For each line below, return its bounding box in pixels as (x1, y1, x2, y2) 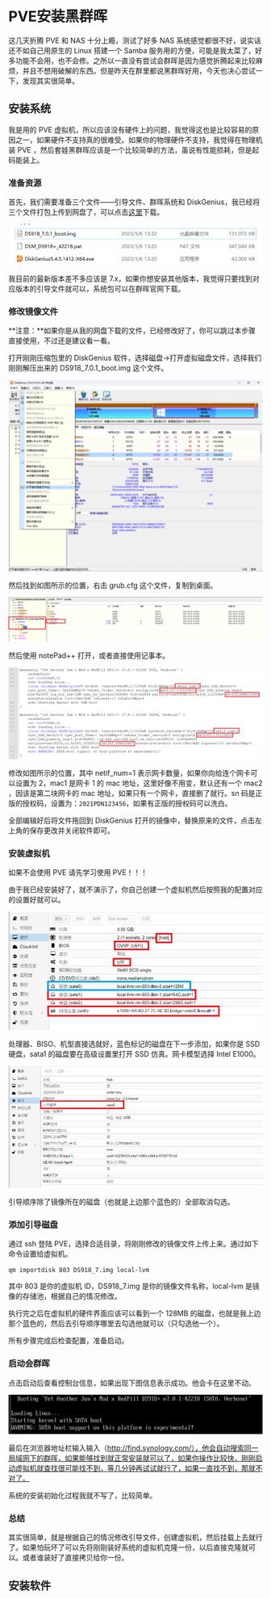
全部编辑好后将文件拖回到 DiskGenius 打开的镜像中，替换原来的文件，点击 (8, 816, 256, 826)
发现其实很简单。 (22, 76, 79, 86)
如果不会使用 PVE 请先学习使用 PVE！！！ (8, 868, 148, 877)
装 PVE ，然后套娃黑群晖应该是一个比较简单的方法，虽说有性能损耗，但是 (8, 144, 252, 154)
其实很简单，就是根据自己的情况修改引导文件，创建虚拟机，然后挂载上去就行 (8, 1533, 263, 1542)
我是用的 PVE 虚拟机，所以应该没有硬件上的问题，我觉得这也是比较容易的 (8, 124, 252, 134)
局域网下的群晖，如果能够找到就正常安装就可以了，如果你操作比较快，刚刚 (8, 1453, 256, 1463)
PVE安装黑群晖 (8, 7, 108, 26)
